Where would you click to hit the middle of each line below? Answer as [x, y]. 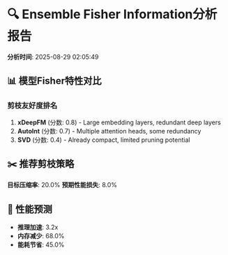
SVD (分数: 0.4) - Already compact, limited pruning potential [104, 140]
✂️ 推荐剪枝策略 [41, 164]
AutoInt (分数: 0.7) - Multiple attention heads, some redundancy [109, 131]
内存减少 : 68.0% [41, 236]
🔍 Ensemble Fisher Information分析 [112, 14]
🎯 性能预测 [30, 209]
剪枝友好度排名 [32, 105]
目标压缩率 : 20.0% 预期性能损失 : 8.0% [62, 185]
